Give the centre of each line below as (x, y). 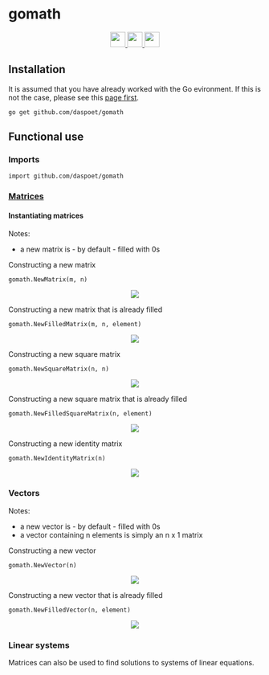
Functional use (46, 137)
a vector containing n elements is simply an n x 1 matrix (111, 534)
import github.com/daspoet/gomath (66, 176)
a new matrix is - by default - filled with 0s (90, 249)
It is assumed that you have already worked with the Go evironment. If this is (134, 88)
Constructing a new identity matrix (65, 444)
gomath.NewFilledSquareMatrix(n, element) (80, 413)
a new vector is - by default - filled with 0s (90, 526)
